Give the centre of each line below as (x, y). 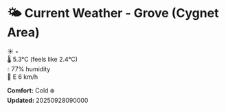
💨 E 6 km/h (23, 77)
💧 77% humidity (29, 69)
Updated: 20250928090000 (48, 100)
